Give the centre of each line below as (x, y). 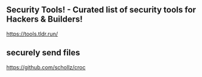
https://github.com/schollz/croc (46, 67)
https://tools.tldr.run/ (32, 34)
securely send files (43, 53)
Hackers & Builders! (45, 20)
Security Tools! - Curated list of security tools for (101, 10)
